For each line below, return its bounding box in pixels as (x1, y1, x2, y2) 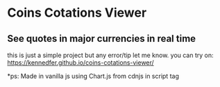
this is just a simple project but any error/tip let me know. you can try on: (7, 51, 214, 59)
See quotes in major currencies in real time (7, 33, 196, 45)
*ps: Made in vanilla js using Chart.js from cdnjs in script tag (7, 72, 179, 80)
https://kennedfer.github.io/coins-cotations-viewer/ (7, 58, 154, 67)
